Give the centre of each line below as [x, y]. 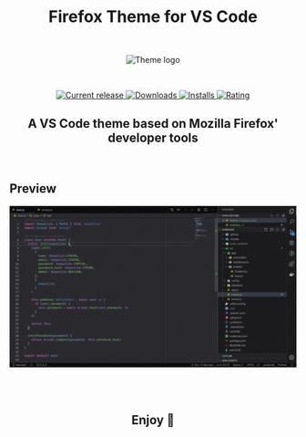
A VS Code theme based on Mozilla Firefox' [153, 124]
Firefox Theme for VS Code [153, 17]
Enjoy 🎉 [153, 420]
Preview [33, 189]
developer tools [153, 138]
